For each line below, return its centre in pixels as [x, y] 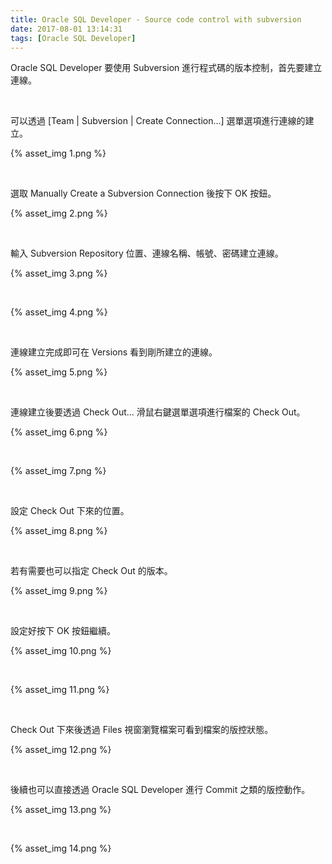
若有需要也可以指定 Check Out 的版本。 [91, 571]
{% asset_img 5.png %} [59, 372]
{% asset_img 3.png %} [59, 273]
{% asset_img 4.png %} [59, 312]
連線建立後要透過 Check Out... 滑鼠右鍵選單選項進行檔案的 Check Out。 [158, 412]
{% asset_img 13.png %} [61, 810]
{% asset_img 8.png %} [59, 531]
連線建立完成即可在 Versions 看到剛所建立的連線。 [114, 352]
